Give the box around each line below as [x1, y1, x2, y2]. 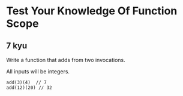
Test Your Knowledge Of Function [6, 4, 178, 18]
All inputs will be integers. [6, 68, 70, 75]
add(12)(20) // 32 [6, 85, 52, 91]
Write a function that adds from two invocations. [6, 57, 125, 63]
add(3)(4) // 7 [6, 79, 47, 85]
